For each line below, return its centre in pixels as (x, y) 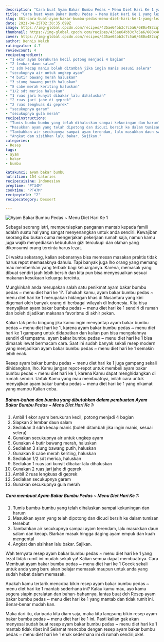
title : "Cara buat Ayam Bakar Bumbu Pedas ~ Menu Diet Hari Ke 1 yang (79, 14)
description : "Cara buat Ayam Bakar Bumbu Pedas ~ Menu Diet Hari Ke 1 (80, 9)
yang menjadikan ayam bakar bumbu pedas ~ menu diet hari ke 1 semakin (80, 348)
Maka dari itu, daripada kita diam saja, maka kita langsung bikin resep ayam (81, 614)
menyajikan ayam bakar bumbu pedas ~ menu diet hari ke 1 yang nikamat (79, 384)
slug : (11, 18)
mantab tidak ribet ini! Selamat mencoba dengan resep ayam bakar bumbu (80, 629)
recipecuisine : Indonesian (33, 181)
